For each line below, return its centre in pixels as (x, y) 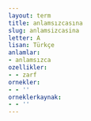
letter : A (25, 38)
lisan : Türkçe (32, 45)
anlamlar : (25, 53)
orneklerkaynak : (35, 97)
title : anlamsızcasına (45, 23)
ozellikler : (28, 68)
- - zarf (23, 75)
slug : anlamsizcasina (44, 30)
